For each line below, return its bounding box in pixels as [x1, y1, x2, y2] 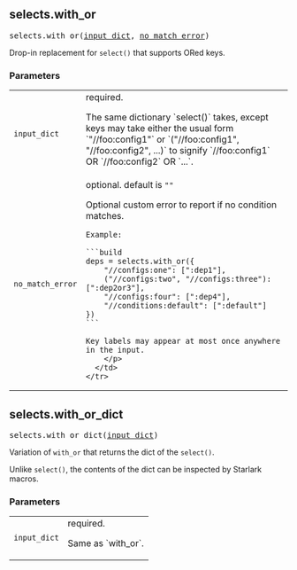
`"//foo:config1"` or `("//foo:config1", [85, 133, 240, 145]
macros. [9, 473, 39, 484]
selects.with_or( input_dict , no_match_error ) [9, 30, 210, 41]
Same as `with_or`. [67, 537, 144, 550]
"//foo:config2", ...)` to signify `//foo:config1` [85, 144, 270, 157]
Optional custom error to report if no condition [85, 199, 277, 211]
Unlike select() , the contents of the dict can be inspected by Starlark [9, 464, 263, 474]
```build [85, 247, 123, 258]
